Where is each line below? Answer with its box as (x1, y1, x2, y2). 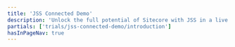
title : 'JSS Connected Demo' (7, 10, 93, 17)
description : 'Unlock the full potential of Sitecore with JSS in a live (7, 17, 229, 23)
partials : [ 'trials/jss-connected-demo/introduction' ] (7, 23, 172, 30)
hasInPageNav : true (7, 29, 65, 37)
